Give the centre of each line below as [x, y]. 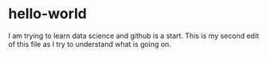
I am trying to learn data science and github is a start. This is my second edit [133, 36]
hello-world [48, 14]
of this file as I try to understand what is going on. [90, 44]
